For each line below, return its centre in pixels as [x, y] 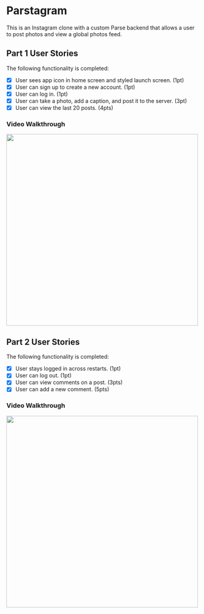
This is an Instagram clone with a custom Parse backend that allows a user [100, 28]
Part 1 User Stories [42, 54]
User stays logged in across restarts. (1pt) [68, 369]
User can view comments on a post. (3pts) [69, 382]
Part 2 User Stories [43, 342]
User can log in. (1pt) [42, 94]
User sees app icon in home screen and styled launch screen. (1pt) [100, 80]
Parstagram [37, 11]
